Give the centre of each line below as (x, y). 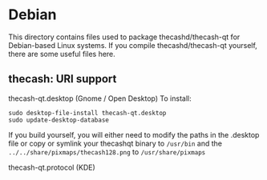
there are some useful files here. (62, 54)
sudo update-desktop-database (59, 120)
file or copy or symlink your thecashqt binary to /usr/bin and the (115, 143)
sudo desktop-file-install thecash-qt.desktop (87, 113)
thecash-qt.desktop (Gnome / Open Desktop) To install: (100, 98)
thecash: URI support (63, 79)
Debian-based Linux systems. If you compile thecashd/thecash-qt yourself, (133, 45)
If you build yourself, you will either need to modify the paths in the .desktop (134, 134)
